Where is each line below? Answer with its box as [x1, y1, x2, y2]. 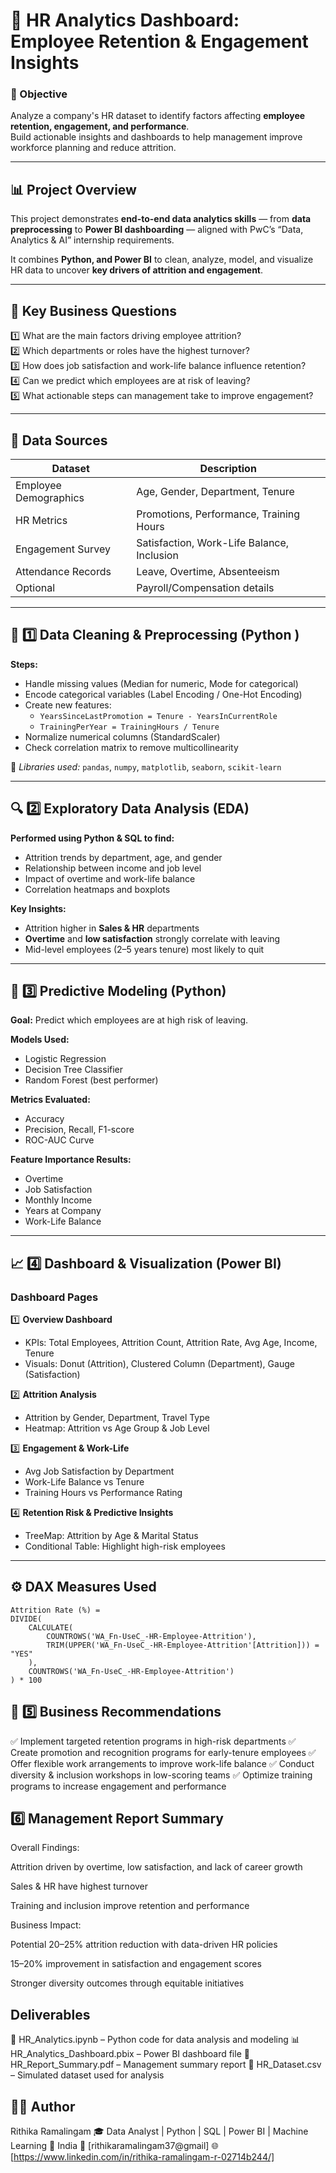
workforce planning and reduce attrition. [10, 142, 177, 154]
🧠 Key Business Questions [10, 302, 178, 319]
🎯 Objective [10, 87, 68, 101]
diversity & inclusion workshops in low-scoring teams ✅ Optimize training [10, 1769, 313, 1781]
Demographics [15, 490, 85, 504]
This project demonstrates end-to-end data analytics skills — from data [10, 213, 312, 225]
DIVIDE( [10, 1614, 43, 1624]
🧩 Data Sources [10, 432, 108, 449]
